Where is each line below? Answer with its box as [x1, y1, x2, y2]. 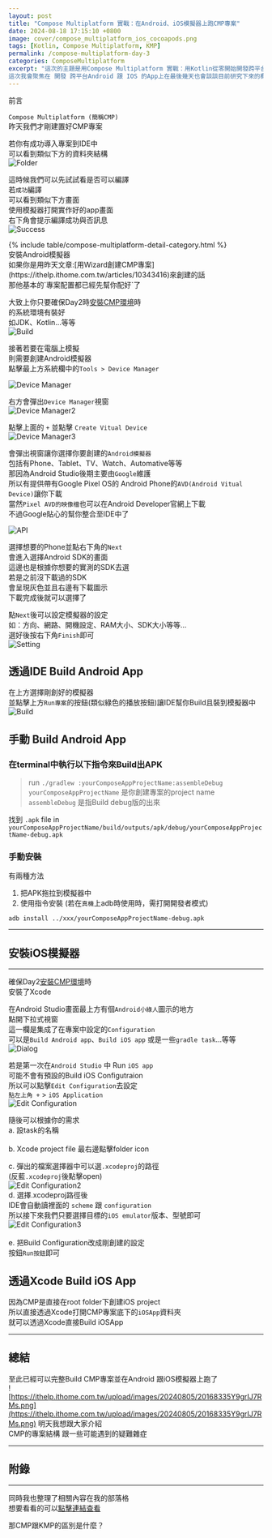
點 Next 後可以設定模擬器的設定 [8, 610, 108, 619]
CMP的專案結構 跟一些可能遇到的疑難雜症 [8, 1429, 147, 1438]
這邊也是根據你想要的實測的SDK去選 [8, 562, 130, 572]
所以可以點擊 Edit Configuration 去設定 [8, 1081, 138, 1090]
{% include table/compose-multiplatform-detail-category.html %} [8, 240, 227, 250]
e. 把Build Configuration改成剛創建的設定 [8, 1238, 145, 1248]
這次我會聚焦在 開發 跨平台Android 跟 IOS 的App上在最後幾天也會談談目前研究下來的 [8, 72, 261, 80]
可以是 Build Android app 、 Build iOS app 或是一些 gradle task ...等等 [8, 1035, 236, 1044]
